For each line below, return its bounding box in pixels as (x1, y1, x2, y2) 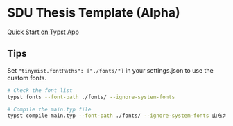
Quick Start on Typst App (7, 28, 80, 36)
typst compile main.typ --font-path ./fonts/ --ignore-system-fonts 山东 (7, 112, 223, 119)
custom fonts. (7, 73, 47, 82)
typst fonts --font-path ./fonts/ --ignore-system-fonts (7, 93, 175, 100)
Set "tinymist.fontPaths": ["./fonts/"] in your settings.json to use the (7, 66, 214, 74)
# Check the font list (7, 87, 73, 94)
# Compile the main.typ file (7, 106, 92, 113)
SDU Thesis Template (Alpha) (7, 5, 180, 21)
